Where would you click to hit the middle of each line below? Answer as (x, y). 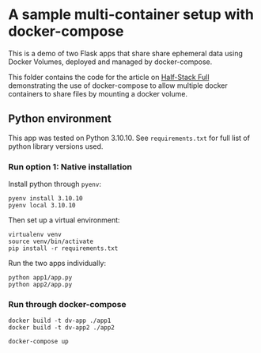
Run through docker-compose (67, 304)
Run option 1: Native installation (70, 166)
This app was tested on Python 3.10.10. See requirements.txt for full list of (129, 138)
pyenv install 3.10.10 (45, 199)
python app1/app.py (40, 278)
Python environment (60, 119)
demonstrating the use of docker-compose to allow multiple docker (118, 85)
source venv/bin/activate (51, 242)
